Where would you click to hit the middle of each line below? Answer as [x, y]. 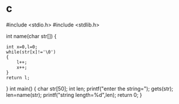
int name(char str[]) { [31, 36]
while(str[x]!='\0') [31, 52]
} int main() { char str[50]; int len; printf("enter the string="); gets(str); [90, 88]
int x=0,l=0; [22, 47]
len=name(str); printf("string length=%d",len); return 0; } [74, 95]
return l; [18, 78]
